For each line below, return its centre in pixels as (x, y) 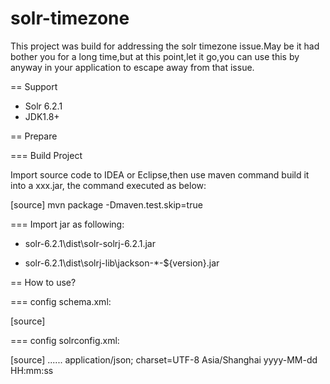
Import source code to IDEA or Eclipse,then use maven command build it (160, 174)
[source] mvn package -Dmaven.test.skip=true (106, 204)
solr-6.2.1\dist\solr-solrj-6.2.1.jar (90, 243)
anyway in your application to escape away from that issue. (132, 67)
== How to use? (43, 282)
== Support (34, 86)
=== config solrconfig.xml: (65, 340)
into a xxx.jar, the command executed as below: (108, 185)
